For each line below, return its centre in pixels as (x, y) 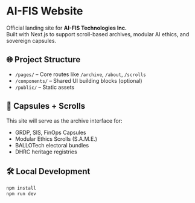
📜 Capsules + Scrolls (46, 106)
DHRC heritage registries (46, 152)
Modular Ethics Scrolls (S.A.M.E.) (56, 139)
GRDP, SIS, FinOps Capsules (50, 132)
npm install (21, 188)
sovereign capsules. (31, 40)
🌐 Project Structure (43, 60)
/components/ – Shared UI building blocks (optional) (79, 80)
